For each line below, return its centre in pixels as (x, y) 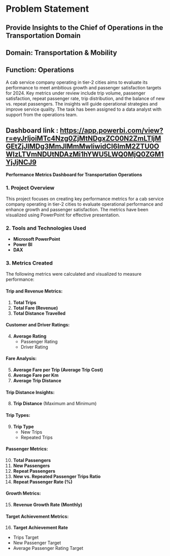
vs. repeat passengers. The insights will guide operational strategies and (82, 104)
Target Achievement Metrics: (37, 516)
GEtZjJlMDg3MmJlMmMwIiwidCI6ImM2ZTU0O (82, 146)
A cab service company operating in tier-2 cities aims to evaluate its (77, 82)
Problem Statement (47, 9)
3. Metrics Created (29, 263)
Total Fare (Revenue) (35, 308)
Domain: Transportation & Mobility (61, 53)
